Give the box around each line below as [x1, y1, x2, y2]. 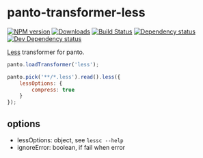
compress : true [31, 86, 75, 93]
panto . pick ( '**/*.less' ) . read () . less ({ [7, 73, 121, 80]
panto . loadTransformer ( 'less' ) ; [7, 61, 99, 68]
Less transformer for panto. [7, 48, 85, 56]
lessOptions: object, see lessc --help [16, 136, 124, 144]
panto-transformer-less [7, 5, 146, 21]
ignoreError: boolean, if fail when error [16, 144, 125, 151]
